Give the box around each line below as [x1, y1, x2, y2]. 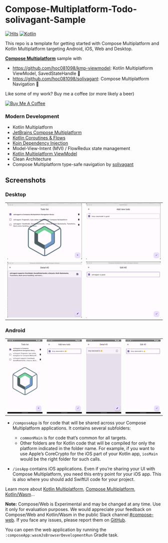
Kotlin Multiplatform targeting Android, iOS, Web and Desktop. [5, 45, 133, 51]
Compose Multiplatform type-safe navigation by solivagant [12, 161, 134, 167]
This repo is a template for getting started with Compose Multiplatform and [5, 40, 159, 46]
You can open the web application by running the [5, 526, 106, 533]
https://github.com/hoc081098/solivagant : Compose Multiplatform [12, 75, 149, 81]
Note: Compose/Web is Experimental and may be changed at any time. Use [5, 501, 161, 507]
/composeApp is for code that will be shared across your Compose [12, 420, 146, 426]
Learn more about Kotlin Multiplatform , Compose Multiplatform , [5, 486, 136, 492]
